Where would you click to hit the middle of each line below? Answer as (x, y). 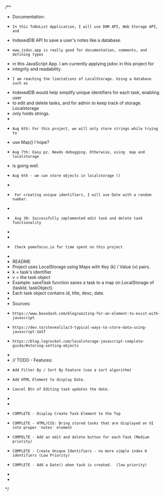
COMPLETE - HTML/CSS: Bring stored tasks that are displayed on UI (83, 423)
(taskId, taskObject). (33, 288)
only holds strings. (31, 113)
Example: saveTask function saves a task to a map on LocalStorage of (83, 282)
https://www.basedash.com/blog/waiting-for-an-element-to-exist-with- (86, 314)
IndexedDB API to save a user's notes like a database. (67, 40)
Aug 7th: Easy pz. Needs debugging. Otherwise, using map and (79, 152)
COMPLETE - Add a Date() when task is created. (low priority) (80, 465)
